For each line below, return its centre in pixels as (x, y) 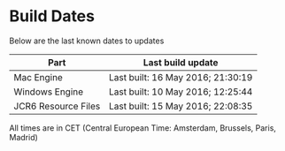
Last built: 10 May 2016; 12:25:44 (181, 92)
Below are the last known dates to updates (87, 41)
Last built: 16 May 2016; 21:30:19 (181, 77)
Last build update (181, 62)
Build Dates (52, 16)
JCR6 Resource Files (57, 106)
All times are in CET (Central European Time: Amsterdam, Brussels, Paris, (143, 128)
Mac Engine (39, 77)
